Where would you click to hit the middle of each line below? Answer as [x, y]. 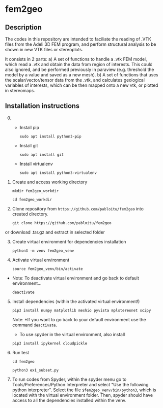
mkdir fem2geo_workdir [35, 191]
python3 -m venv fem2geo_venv [43, 251]
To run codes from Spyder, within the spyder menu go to [69, 379]
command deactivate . [35, 325]
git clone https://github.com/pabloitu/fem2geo [62, 223]
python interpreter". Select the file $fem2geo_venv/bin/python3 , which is [84, 390]
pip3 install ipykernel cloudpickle [50, 343]
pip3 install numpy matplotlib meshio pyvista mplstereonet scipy [81, 310]
